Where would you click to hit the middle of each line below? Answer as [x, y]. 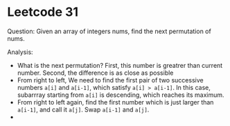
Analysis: [20, 52]
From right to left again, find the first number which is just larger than [115, 102]
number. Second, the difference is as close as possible [95, 73]
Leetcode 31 [43, 12]
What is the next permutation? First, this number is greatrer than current [120, 65]
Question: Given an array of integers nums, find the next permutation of [109, 31]
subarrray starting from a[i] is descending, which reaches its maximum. [121, 95]
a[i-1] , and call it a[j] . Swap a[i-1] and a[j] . [83, 109]
